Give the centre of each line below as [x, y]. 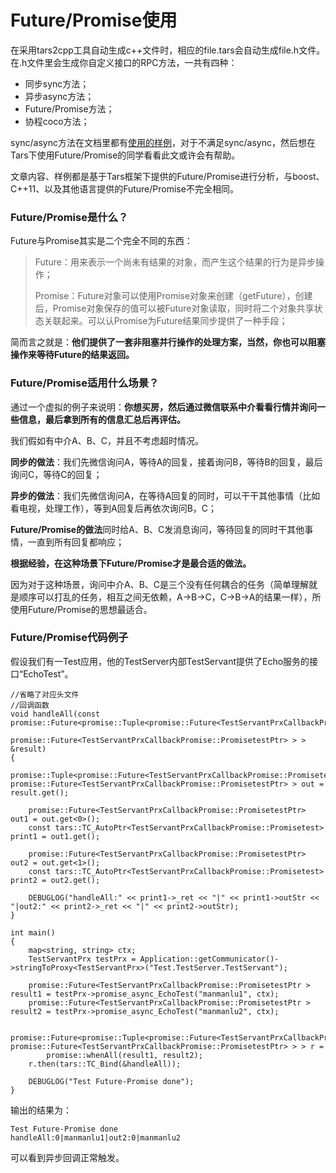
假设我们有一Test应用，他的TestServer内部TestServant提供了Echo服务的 [160, 661]
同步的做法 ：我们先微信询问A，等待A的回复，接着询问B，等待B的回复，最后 [166, 462]
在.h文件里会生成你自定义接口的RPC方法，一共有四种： [124, 62]
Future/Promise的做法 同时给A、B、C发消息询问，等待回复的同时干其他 [157, 529]
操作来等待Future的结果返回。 [72, 355]
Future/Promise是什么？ [69, 217]
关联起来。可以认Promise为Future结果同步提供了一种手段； [165, 321]
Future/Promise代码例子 [69, 638]
